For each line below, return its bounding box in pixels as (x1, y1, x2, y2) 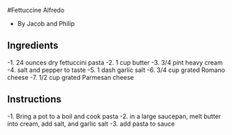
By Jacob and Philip (17, 20, 75, 27)
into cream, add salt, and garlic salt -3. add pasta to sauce (7, 119, 175, 128)
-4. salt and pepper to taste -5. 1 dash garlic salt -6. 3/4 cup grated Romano (7, 66, 226, 74)
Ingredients (7, 40, 59, 52)
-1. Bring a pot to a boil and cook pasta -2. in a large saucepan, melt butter (7, 112, 222, 120)
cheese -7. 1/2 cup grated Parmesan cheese (7, 73, 134, 81)
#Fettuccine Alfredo (7, 6, 65, 14)
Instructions (7, 94, 61, 106)
